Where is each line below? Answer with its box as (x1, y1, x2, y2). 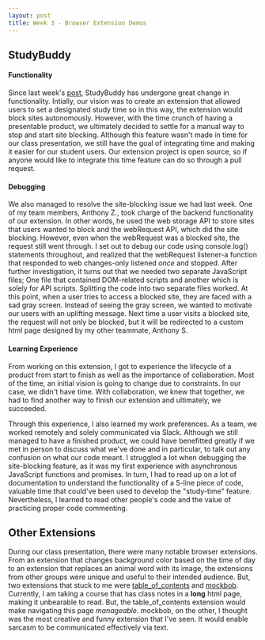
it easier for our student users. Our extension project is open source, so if (8, 147, 248, 157)
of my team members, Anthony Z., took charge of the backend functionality (8, 208, 254, 218)
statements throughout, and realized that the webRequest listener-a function (8, 250, 258, 260)
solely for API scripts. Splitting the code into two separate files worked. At (8, 284, 248, 293)
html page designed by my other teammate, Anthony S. (8, 326, 188, 335)
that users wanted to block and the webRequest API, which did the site (8, 225, 239, 234)
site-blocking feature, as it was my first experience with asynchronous (8, 461, 237, 470)
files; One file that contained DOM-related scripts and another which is (8, 275, 239, 285)
